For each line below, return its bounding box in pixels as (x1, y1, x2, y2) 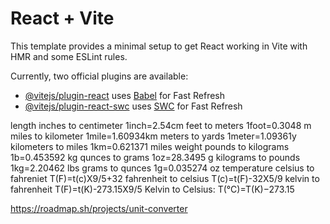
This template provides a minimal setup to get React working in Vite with (10, 40, 308, 52)
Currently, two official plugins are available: (10, 70, 189, 82)
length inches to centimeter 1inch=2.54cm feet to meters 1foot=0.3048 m (10, 119, 312, 131)
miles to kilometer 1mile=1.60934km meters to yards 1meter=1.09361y (10, 130, 297, 142)
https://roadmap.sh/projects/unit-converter (10, 202, 188, 214)
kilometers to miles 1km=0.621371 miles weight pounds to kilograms (10, 140, 290, 152)
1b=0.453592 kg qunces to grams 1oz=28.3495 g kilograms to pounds (10, 151, 301, 163)
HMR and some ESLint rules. (10, 50, 128, 62)
